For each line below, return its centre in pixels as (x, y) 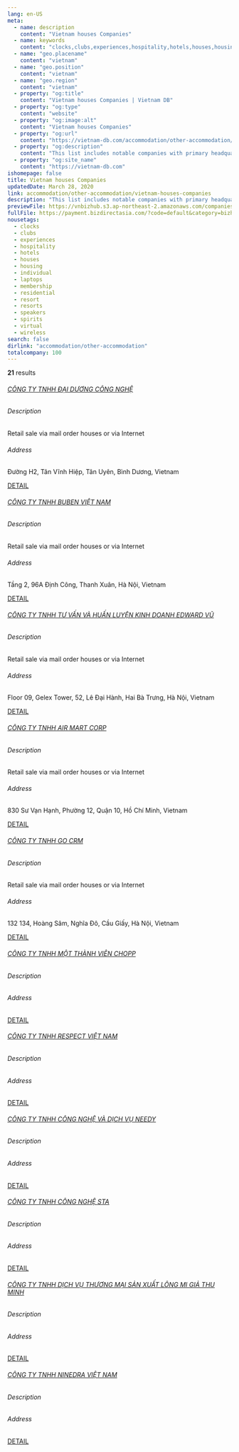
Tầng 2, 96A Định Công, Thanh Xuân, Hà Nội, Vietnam (87, 585)
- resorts (28, 306)
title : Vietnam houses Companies (57, 180)
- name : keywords (39, 41)
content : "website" (49, 114)
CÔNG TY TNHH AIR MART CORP (57, 727)
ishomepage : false (34, 173)
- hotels (27, 253)
